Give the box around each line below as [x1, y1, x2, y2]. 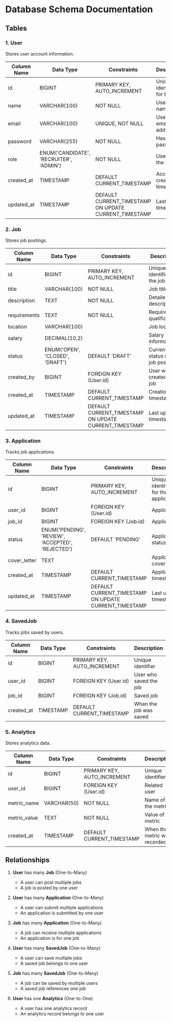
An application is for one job [20, 935, 80, 941]
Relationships [5, 856, 50, 864]
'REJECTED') [41, 545, 73, 553]
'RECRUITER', [39, 156, 72, 163]
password [8, 138, 32, 145]
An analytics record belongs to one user [20, 1010, 104, 1016]
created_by [8, 373, 35, 381]
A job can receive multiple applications [20, 930, 102, 936]
